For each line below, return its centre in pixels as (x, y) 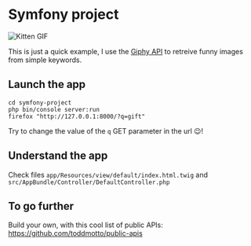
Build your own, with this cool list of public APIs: (85, 225)
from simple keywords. (45, 60)
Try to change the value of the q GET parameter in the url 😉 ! (106, 130)
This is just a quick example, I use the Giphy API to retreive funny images (125, 51)
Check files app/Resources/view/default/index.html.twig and (108, 174)
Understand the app (58, 156)
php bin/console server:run (54, 109)
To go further (41, 206)
